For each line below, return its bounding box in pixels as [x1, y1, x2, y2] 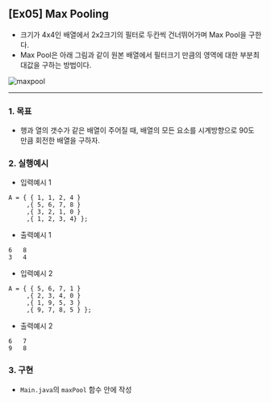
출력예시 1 [19, 231, 52, 240]
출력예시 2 [19, 321, 53, 331]
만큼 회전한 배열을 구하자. [19, 136, 101, 146]
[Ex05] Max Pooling [8, 7, 109, 21]
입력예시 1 [19, 178, 52, 188]
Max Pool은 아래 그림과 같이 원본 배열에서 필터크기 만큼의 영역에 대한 [19, 49, 239, 60]
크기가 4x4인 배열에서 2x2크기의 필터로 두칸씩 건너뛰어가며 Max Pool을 [19, 29, 248, 40]
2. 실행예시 [8, 158, 49, 169]
